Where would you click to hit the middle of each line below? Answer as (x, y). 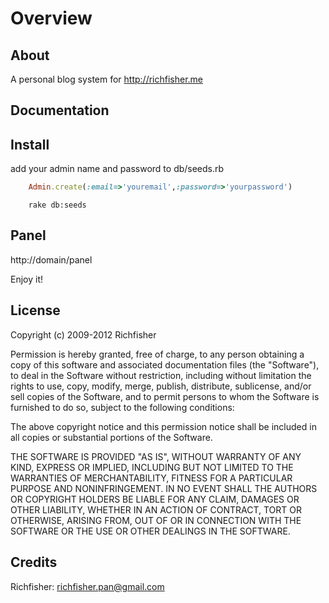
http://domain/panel (51, 259)
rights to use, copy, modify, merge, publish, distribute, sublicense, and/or (161, 386)
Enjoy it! (27, 279)
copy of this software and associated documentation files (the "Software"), (165, 364)
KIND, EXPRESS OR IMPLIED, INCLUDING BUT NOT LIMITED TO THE (152, 467)
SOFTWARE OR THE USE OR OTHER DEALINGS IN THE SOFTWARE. (150, 531)
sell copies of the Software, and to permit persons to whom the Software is (165, 396)
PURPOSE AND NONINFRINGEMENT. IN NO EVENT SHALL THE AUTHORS (164, 488)
